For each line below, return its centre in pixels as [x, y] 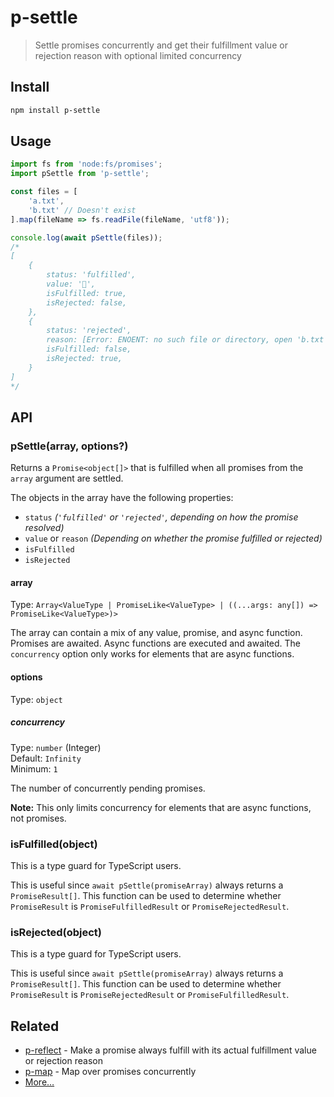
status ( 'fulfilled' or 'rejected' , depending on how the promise [161, 517]
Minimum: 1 [34, 768]
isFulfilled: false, [89, 349]
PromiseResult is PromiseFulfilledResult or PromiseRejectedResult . [150, 906]
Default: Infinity [46, 758]
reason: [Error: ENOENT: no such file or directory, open [169, 340]
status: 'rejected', [89, 331]
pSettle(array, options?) [69, 446]
